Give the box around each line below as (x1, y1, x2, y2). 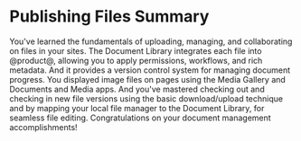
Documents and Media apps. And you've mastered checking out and (9, 84, 265, 94)
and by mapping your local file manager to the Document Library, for (9, 102, 265, 113)
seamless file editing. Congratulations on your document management (9, 112, 271, 123)
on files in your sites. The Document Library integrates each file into (9, 45, 262, 56)
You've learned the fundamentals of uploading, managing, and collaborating (9, 36, 293, 47)
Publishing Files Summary (9, 6, 210, 27)
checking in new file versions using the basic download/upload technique (9, 93, 283, 104)
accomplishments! (9, 121, 79, 132)
